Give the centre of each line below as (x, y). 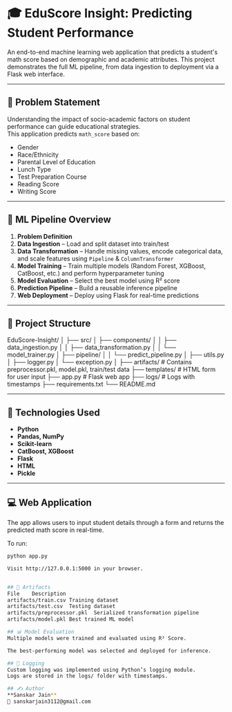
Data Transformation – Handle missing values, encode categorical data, (120, 251)
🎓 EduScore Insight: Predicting (100, 14)
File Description (37, 594)
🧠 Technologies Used (54, 412)
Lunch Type (34, 169)
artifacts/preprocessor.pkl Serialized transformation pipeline (103, 613)
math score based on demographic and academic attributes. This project (111, 59)
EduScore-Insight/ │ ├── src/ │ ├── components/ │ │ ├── (92, 340)
